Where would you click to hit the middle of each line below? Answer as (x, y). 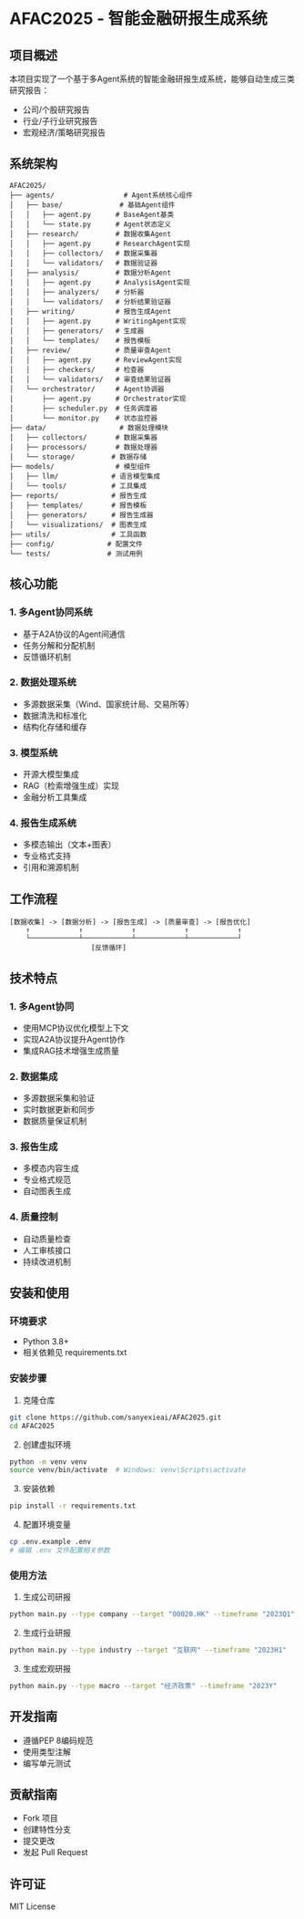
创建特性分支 (46, 1830)
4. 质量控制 (34, 1217)
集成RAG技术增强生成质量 (71, 1051)
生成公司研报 (46, 1597)
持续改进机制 (46, 1261)
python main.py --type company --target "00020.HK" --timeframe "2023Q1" (152, 1614)
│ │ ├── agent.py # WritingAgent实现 (98, 321)
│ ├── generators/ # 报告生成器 (81, 515)
